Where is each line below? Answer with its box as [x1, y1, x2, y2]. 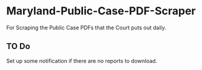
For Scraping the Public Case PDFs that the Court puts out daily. [6, 24, 167, 31]
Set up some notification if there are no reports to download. [6, 57, 158, 64]
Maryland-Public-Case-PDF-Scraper [6, 4, 196, 18]
